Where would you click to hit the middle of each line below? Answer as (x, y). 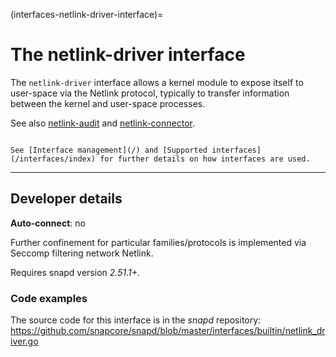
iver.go (24, 341)
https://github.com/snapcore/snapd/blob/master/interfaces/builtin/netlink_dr (168, 331)
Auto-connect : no (48, 223)
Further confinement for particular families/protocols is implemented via (158, 242)
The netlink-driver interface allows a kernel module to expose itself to (157, 82)
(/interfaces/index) (53, 159)
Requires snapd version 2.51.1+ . (75, 272)
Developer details (66, 199)
